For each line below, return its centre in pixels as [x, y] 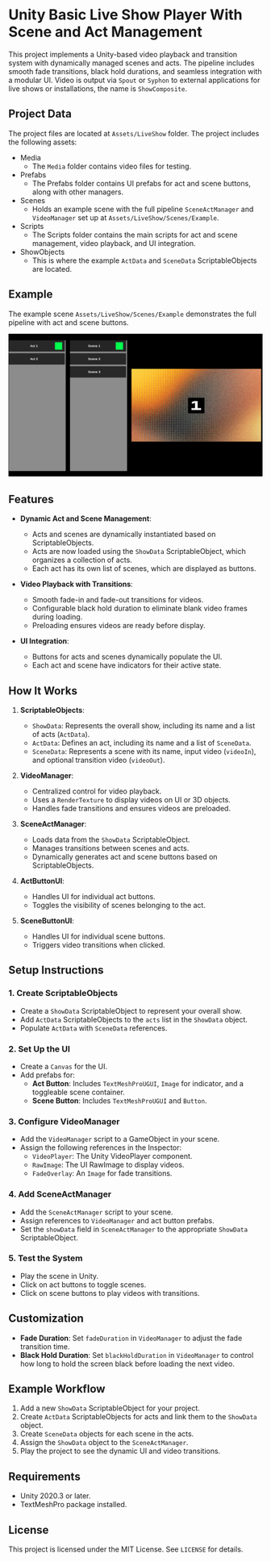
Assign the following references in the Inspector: [101, 1148]
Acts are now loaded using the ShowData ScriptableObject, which [139, 552]
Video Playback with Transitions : [76, 584]
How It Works [43, 691]
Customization [46, 1319]
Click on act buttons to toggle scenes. [83, 1285]
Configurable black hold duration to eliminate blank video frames [140, 608]
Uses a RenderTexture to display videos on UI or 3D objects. [131, 799]
